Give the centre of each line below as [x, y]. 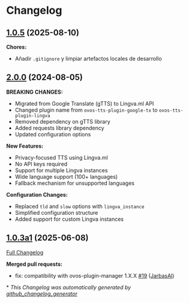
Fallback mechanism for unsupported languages [75, 183]
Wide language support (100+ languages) [66, 176]
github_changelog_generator [42, 293]
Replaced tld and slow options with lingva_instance [79, 206]
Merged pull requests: [34, 264]
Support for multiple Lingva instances [61, 170]
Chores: [16, 47]
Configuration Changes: [37, 194]
